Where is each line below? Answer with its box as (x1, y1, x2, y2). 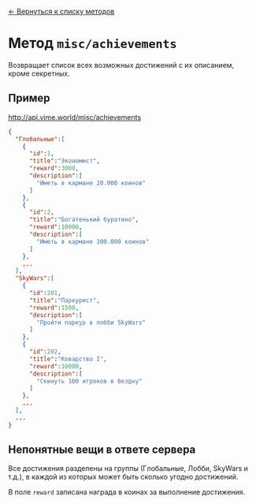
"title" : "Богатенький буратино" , (28, 216, 139, 224)
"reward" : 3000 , (28, 165, 80, 173)
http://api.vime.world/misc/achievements (8, 112, 142, 121)
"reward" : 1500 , (28, 304, 80, 312)
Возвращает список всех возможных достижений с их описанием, (8, 60, 235, 69)
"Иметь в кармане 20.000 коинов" (36, 179, 147, 187)
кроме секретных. (8, 69, 70, 78)
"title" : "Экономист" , (28, 157, 101, 165)
